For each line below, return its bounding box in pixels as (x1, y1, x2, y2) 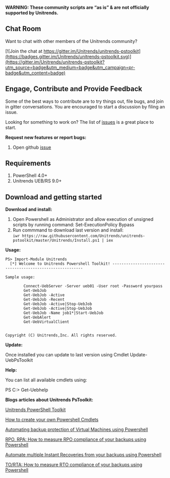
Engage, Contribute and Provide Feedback (5, 84, 143, 94)
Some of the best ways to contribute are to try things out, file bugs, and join (5, 98, 164, 104)
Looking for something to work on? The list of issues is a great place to (5, 119, 154, 125)
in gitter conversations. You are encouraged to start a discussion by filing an (5, 103, 165, 109)
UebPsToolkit (5, 357, 33, 363)
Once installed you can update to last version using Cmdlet (5, 352, 129, 358)
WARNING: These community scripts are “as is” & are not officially (5, 5, 149, 10)
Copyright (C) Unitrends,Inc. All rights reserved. (5, 333, 117, 338)
